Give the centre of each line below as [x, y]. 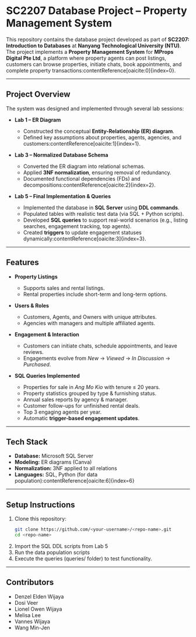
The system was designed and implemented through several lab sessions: [95, 108]
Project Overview [38, 94]
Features [22, 262]
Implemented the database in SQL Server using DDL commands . [101, 207]
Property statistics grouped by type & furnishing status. [90, 393]
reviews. [33, 352]
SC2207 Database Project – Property [97, 11]
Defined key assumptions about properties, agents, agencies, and [102, 137]
